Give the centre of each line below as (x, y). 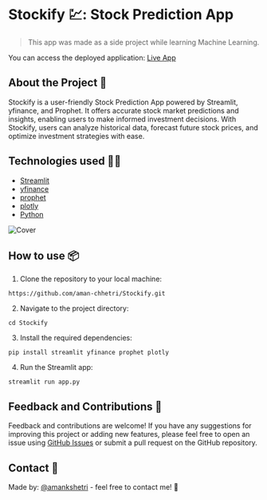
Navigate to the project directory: (74, 308)
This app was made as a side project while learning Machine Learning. (143, 42)
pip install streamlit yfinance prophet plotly (89, 353)
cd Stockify (28, 323)
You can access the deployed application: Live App (92, 58)
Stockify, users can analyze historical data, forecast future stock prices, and (133, 127)
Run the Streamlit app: (56, 367)
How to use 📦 (44, 256)
